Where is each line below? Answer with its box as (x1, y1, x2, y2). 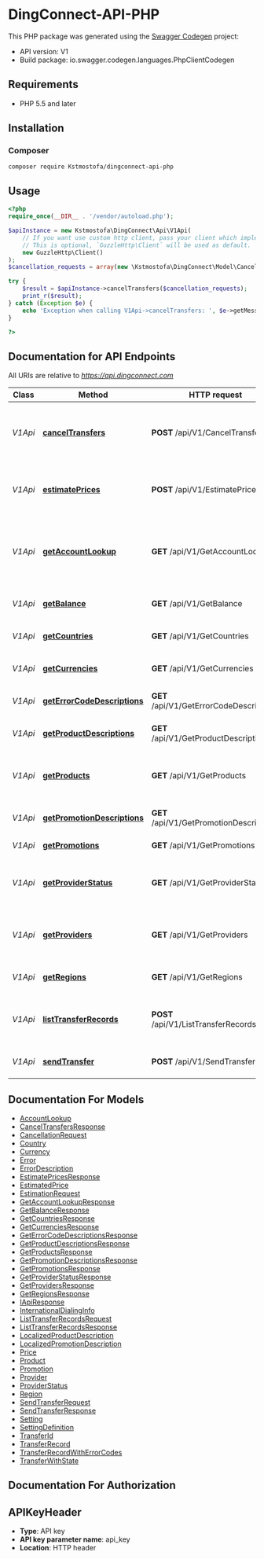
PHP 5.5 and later (19, 98, 76, 108)
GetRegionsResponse (19, 1289, 90, 1298)
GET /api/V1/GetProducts (151, 770, 246, 781)
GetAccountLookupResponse (19, 1197, 115, 1206)
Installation (8, 122, 64, 135)
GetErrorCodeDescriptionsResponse (19, 1230, 138, 1240)
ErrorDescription (19, 1164, 74, 1173)
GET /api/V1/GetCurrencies (151, 663, 254, 674)
